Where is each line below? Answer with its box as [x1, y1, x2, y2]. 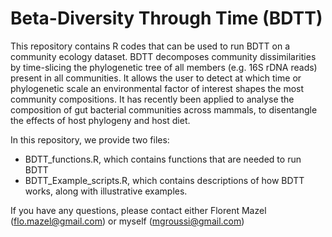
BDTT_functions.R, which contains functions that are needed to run [24, 153, 302, 165]
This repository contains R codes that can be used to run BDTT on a [10, 40, 290, 52]
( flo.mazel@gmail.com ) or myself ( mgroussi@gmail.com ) [10, 215, 245, 227]
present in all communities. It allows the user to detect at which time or [10, 72, 302, 84]
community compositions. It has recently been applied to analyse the [10, 93, 295, 105]
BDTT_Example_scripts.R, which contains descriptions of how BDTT [24, 174, 305, 186]
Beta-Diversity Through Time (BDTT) [10, 7, 323, 30]
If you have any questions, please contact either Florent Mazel [10, 204, 267, 216]
